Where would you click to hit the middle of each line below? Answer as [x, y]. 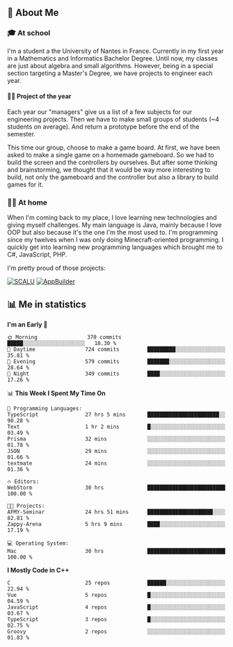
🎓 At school [29, 33]
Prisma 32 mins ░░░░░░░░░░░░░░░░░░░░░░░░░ [116, 439]
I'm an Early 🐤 [27, 325]
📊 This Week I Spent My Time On [56, 393]
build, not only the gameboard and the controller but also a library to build [113, 177]
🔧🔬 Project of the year [39, 96]
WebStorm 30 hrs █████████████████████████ [116, 488]
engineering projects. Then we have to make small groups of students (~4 [113, 119]
